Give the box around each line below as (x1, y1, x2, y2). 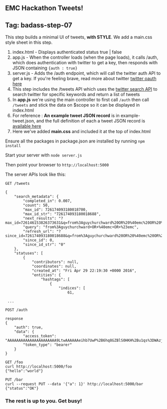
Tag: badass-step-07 (5, 21, 73, 29)
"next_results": (23, 216, 57, 221)
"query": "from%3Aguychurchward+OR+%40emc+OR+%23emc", (23, 225, 139, 230)
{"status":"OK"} (5, 386, 39, 391)
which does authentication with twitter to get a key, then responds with (12, 60, 158, 66)
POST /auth (5, 307, 28, 313)
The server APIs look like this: (5, 171, 66, 177)
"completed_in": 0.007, (23, 199, 72, 204)
